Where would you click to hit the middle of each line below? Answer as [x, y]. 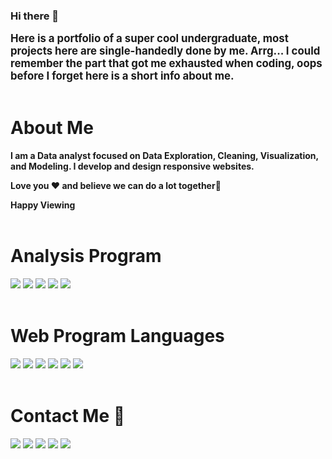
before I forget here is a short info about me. [122, 76]
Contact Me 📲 [68, 416]
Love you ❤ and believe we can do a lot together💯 [116, 186]
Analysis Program [86, 256]
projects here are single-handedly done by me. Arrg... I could [165, 51]
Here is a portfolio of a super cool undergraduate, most [149, 39]
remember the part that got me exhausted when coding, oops [166, 64]
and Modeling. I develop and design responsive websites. [132, 166]
